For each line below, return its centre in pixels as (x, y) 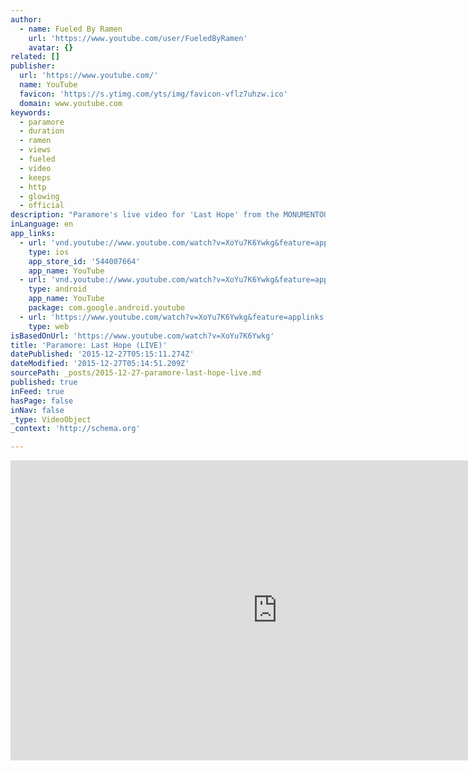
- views (35, 150)
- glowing (39, 196)
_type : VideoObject (51, 419)
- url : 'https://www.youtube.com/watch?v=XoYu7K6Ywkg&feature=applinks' (174, 317)
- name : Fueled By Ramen (71, 29)
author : (26, 19)
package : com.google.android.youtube (107, 308)
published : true (44, 382)
